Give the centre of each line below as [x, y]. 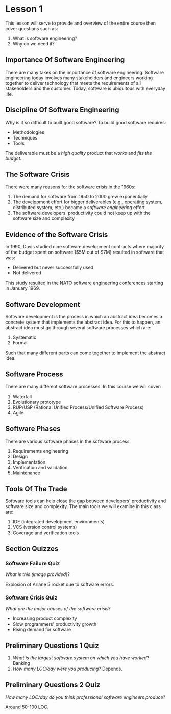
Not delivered [27, 273]
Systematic [25, 337]
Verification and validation [40, 467]
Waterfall [22, 396]
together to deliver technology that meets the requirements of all [73, 83]
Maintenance [27, 473]
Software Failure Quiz [33, 563]
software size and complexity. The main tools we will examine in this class [83, 506]
